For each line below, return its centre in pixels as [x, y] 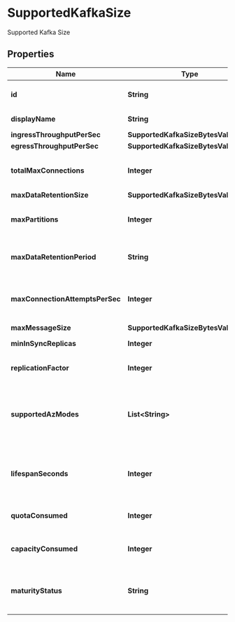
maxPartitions [35, 219]
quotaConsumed [39, 515]
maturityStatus [36, 591]
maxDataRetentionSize [50, 195]
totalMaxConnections [48, 171]
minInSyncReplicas [44, 343]
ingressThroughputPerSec [56, 134]
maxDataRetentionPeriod [54, 256]
